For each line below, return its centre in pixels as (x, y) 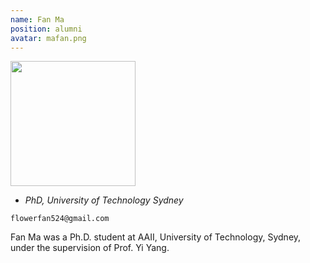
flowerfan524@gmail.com (60, 219)
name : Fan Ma (37, 19)
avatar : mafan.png (48, 38)
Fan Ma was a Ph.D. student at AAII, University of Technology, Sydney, (156, 237)
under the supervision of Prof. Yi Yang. (90, 248)
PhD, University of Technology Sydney (104, 200)
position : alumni (46, 29)
